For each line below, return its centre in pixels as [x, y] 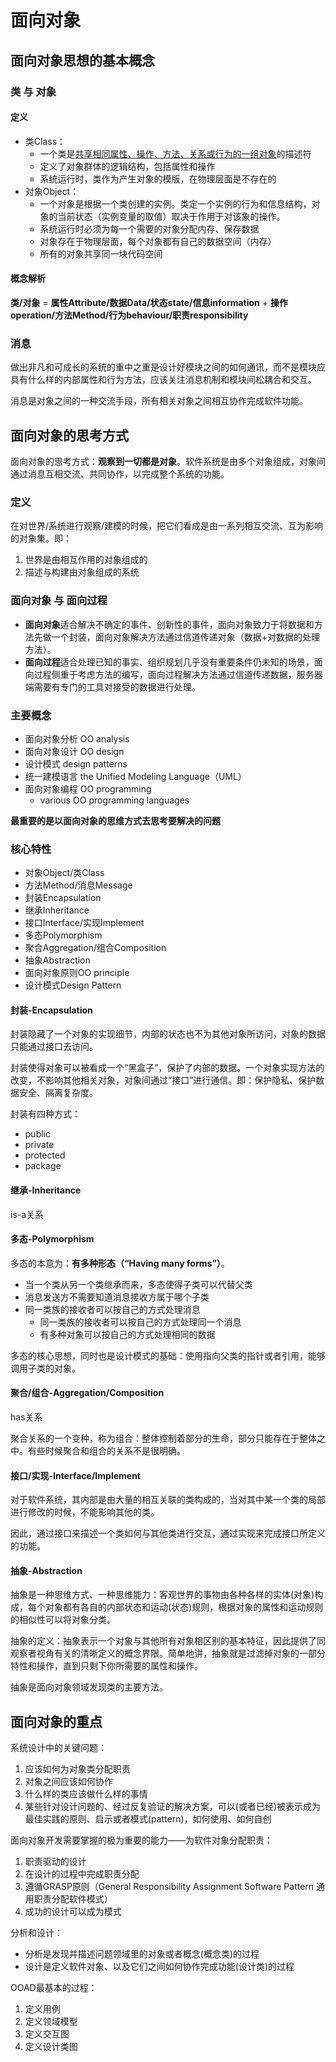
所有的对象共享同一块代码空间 [101, 253]
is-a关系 [27, 1214]
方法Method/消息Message [78, 885]
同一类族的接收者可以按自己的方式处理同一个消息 [140, 1322]
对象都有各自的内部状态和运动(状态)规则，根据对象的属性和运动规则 [184, 1607]
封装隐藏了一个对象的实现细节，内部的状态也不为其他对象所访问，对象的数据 [168, 1034]
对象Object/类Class [64, 873]
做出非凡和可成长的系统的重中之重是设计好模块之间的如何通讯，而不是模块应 [168, 367]
